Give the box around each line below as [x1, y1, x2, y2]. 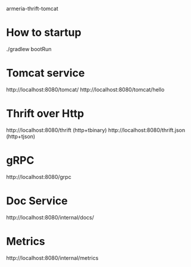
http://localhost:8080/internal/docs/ [6, 213, 94, 221]
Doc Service [6, 194, 68, 208]
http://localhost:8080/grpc [6, 173, 71, 180]
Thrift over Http [6, 107, 84, 121]
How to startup [6, 26, 82, 39]
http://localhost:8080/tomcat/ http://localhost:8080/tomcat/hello [6, 86, 165, 93]
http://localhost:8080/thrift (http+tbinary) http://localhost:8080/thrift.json [6, 126, 186, 133]
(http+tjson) [6, 133, 36, 140]
